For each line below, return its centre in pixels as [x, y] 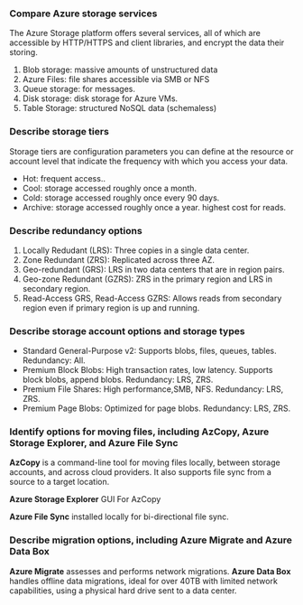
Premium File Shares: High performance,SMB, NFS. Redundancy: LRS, [153, 389]
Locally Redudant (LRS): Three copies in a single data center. [136, 250]
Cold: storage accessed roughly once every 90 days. [121, 198]
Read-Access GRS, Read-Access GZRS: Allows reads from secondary [152, 298]
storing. [23, 52]
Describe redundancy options [76, 230]
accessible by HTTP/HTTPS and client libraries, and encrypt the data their [147, 42]
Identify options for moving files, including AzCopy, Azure [139, 432]
